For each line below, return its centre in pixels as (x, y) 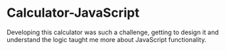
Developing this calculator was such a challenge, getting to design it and (113, 32)
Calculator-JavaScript (73, 13)
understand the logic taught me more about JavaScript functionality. (107, 39)
